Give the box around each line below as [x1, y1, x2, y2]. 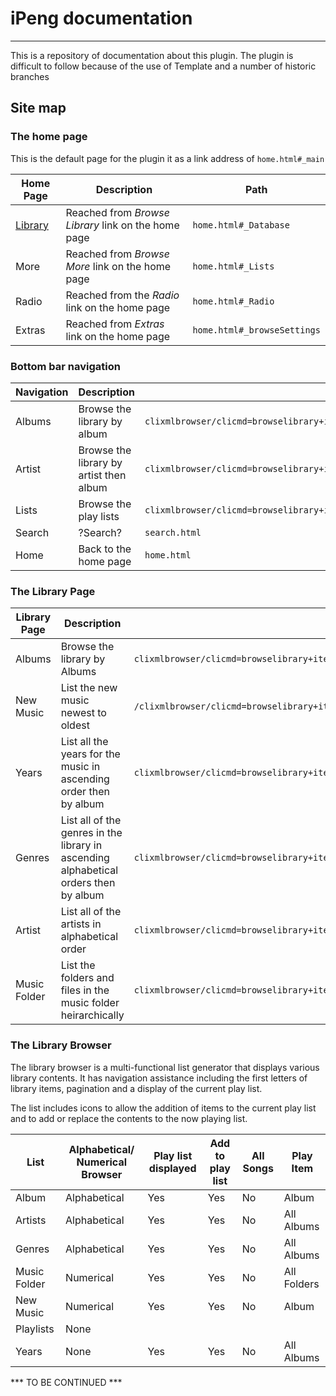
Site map [10, 100, 67, 117]
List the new [60, 681, 118, 695]
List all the [60, 735, 109, 749]
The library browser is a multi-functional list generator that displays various [10, 1061, 320, 1073]
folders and [60, 971, 115, 985]
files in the [60, 983, 110, 997]
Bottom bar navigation [10, 359, 121, 373]
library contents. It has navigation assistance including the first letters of [10, 1072, 308, 1084]
